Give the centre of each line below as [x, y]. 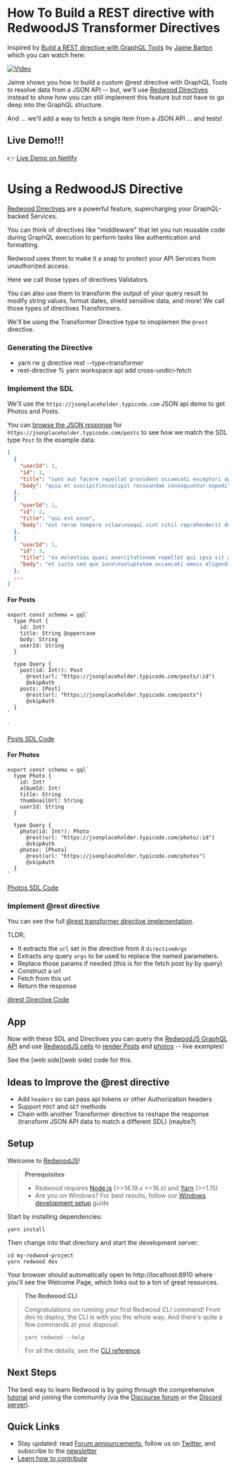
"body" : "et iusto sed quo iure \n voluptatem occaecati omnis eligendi [125, 564]
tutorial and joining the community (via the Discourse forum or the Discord [115, 1397]
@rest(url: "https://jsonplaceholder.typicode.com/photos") [116, 856]
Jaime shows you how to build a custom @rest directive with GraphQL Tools [118, 82]
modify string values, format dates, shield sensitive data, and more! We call [116, 300]
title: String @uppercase [58, 633]
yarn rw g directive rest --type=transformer [80, 362]
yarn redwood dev [33, 1262]
